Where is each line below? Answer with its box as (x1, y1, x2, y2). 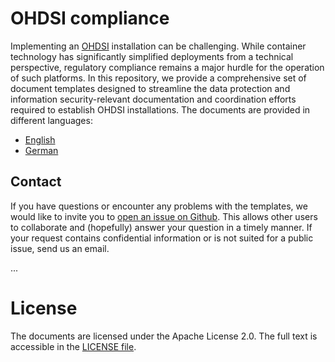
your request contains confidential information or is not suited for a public (10, 232, 314, 244)
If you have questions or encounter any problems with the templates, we (10, 200, 308, 212)
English (24, 133, 56, 146)
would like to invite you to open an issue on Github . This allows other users (10, 210, 318, 222)
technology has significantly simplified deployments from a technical (10, 50, 294, 62)
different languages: (10, 114, 93, 126)
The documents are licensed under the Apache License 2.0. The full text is (10, 330, 318, 342)
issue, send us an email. (10, 242, 110, 254)
